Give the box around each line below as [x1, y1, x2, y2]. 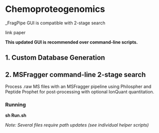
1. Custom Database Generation [5, 54, 105, 62]
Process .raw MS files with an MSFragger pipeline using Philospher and [5, 83, 152, 90]
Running [5, 101, 26, 108]
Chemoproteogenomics [5, 3, 105, 15]
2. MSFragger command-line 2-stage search [5, 70, 146, 79]
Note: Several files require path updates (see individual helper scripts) [5, 122, 149, 128]
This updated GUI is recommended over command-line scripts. [5, 39, 138, 45]
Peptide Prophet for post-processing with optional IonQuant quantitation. [5, 89, 155, 95]
